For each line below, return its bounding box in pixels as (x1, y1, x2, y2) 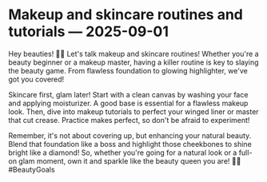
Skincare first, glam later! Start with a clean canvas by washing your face (8, 89, 249, 99)
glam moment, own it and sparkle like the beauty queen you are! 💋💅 (18, 156, 241, 165)
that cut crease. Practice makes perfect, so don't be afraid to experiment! (8, 115, 250, 125)
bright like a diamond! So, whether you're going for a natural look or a (8, 148, 237, 157)
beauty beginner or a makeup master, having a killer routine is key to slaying (8, 57, 259, 67)
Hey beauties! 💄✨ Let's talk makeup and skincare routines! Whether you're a (8, 49, 259, 58)
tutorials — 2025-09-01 (8, 22, 169, 41)
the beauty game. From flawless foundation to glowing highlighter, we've (8, 65, 248, 75)
